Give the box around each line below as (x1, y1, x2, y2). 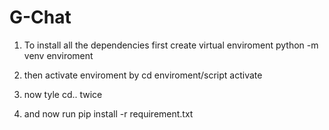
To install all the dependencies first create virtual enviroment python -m (23, 39, 319, 51)
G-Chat (9, 6, 72, 29)
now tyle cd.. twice (23, 88, 103, 100)
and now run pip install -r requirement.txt (23, 107, 194, 120)
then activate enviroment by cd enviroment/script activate (23, 69, 263, 81)
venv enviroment (23, 49, 94, 61)
